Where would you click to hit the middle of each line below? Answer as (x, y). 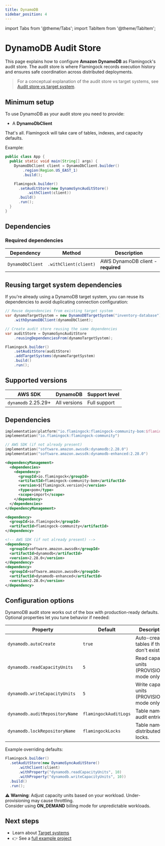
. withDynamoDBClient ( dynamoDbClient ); (54, 320)
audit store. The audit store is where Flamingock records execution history (80, 67)
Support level (103, 394)
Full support (101, 402)
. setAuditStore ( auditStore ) (42, 351)
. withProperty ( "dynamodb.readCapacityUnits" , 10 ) (70, 772)
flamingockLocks (102, 731)
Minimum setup (29, 102)
